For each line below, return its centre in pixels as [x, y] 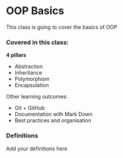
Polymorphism [32, 79]
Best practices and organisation [53, 120]
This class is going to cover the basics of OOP [62, 27]
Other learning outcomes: [37, 97]
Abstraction [28, 66]
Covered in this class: [37, 42]
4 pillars [16, 55]
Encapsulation [32, 85]
